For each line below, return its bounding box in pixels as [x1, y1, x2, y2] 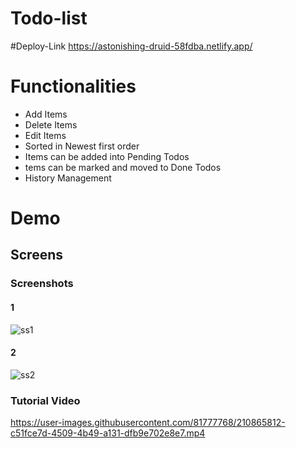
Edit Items [24, 129, 67, 141]
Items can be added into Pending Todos [24, 150, 190, 162]
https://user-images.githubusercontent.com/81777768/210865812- [10, 417, 286, 429]
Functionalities [10, 75, 137, 98]
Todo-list [10, 7, 88, 30]
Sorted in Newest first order [24, 140, 140, 152]
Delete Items [24, 118, 78, 131]
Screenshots [10, 277, 74, 291]
